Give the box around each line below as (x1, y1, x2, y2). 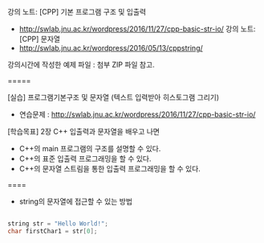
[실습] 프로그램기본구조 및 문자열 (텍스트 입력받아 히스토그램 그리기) (7, 93, 220, 102)
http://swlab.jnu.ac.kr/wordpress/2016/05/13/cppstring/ (18, 43, 204, 52)
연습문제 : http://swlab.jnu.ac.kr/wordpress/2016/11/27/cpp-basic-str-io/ (18, 109, 256, 119)
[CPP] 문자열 (18, 35, 61, 43)
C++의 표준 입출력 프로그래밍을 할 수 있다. (18, 154, 152, 163)
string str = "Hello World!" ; (7, 220, 109, 228)
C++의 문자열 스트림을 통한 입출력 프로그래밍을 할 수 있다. (18, 164, 201, 173)
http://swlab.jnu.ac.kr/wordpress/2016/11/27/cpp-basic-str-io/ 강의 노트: (18, 24, 256, 34)
